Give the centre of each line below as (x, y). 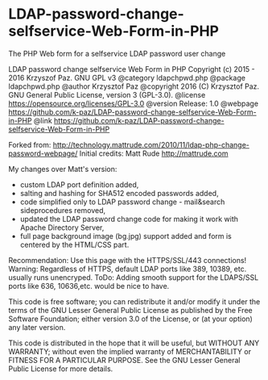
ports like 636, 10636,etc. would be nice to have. (89, 286)
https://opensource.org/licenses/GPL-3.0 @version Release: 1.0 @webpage (134, 103)
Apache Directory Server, (62, 228)
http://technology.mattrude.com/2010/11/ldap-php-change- (151, 144)
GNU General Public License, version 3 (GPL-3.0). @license (107, 94)
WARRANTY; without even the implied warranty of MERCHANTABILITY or (130, 351)
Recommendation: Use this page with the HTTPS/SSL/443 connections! (128, 260)
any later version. (37, 327)
